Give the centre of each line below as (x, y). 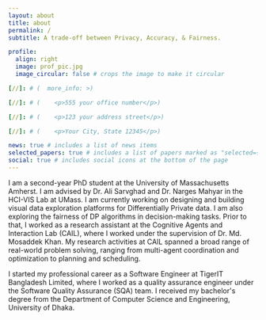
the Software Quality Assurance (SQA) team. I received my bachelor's (122, 291)
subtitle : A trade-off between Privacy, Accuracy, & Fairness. (115, 38)
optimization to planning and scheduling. (74, 258)
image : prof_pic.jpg (49, 67)
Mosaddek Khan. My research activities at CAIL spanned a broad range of (129, 242)
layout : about (32, 15)
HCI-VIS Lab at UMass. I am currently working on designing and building (126, 200)
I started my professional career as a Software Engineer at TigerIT (116, 273)
